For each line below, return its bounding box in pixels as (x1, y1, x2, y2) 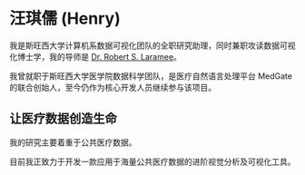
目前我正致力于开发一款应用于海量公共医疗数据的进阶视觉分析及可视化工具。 (9, 156, 296, 167)
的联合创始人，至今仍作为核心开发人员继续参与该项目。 (9, 82, 216, 92)
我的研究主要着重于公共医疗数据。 (9, 137, 137, 148)
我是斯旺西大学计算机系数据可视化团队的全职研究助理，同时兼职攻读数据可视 (9, 40, 296, 51)
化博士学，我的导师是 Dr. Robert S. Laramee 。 (9, 51, 182, 62)
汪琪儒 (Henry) (9, 8, 121, 29)
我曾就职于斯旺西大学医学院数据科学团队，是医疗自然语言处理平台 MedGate (9, 70, 293, 82)
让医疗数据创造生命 (9, 111, 117, 127)
